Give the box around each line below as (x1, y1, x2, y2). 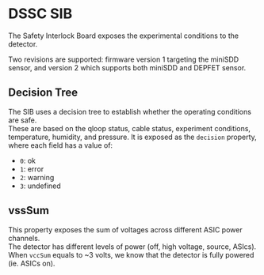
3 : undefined (19, 181, 61, 190)
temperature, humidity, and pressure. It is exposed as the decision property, (8, 132, 258, 141)
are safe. (8, 115, 37, 125)
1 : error (19, 164, 44, 174)
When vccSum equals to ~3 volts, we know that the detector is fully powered (8, 250, 254, 259)
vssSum (8, 204, 50, 217)
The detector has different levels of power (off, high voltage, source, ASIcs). (8, 242, 257, 251)
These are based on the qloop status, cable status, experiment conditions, (8, 123, 251, 133)
